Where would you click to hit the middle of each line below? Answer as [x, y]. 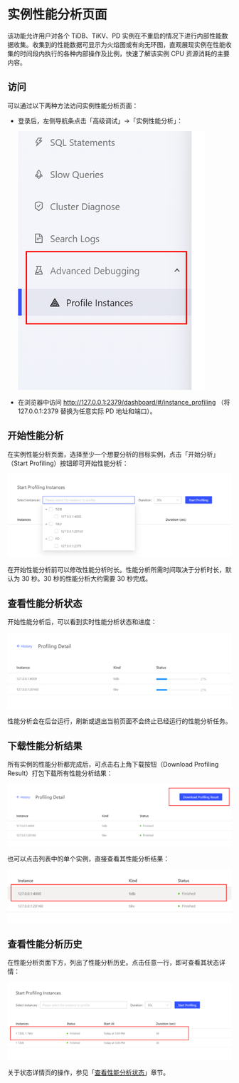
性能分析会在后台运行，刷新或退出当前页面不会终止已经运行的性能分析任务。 [119, 721]
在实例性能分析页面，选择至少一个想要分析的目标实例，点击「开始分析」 [113, 454]
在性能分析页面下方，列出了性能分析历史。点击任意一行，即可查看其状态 [113, 963]
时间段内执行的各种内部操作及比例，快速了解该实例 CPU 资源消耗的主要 [124, 53]
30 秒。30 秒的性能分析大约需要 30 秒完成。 [86, 579]
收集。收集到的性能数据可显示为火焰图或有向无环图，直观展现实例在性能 [119, 44]
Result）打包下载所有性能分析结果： [60, 773]
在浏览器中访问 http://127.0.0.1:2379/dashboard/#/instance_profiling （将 [124, 402]
